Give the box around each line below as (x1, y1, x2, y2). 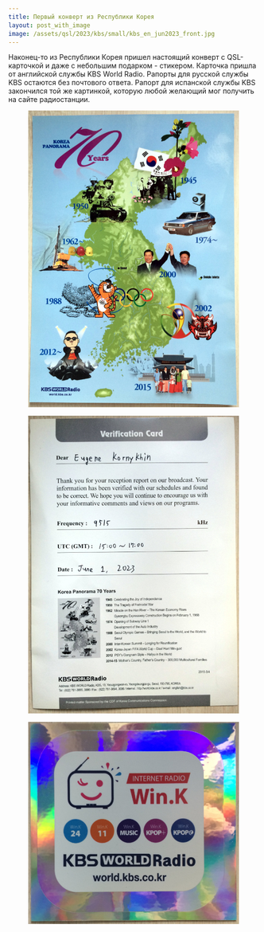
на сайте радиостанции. (8, 95, 91, 104)
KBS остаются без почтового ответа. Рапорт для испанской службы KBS (8, 78, 256, 88)
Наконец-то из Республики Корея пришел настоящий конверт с (8, 53, 226, 62)
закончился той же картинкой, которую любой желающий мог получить (8, 86, 254, 96)
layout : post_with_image (8, 21, 91, 29)
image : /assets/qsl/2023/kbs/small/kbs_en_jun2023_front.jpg (8, 29, 215, 37)
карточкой (8, 61, 44, 71)
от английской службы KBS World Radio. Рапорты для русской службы (8, 69, 249, 79)
